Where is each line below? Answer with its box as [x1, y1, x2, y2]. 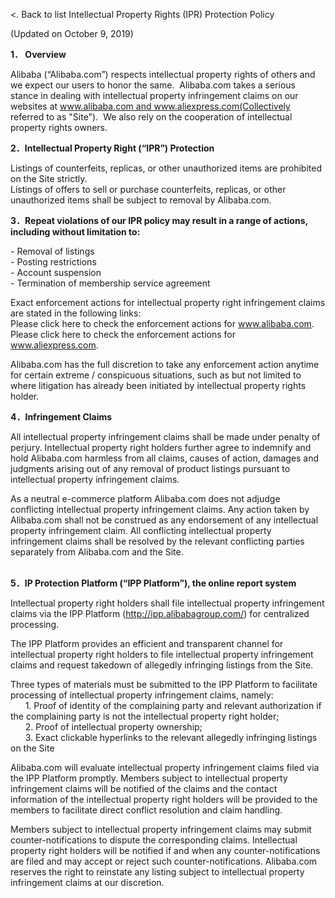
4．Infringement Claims [10, 411, 113, 423]
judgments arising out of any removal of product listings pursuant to [10, 463, 291, 474]
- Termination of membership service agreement [10, 277, 211, 289]
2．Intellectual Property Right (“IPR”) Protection [10, 142, 215, 154]
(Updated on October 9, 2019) [10, 28, 134, 39]
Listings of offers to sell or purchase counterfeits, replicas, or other [10, 184, 287, 195]
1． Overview [10, 49, 67, 60]
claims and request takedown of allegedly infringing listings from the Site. [10, 659, 314, 671]
